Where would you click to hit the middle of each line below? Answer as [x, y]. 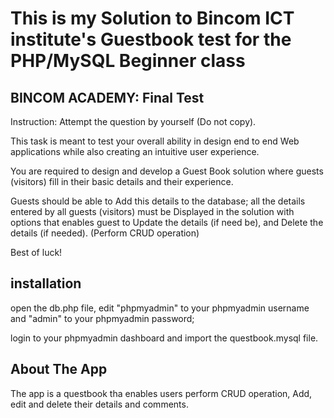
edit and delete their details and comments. [99, 404]
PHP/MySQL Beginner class [128, 61]
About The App [59, 369]
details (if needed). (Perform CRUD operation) [105, 233]
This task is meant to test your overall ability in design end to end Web [155, 141]
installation [46, 283]
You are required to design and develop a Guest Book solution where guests [167, 171]
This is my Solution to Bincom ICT [152, 18]
